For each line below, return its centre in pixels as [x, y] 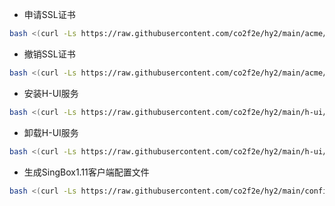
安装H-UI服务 [51, 93]
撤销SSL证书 [49, 54]
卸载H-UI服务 [51, 132]
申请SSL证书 [49, 14]
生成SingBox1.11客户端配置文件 [86, 172]
